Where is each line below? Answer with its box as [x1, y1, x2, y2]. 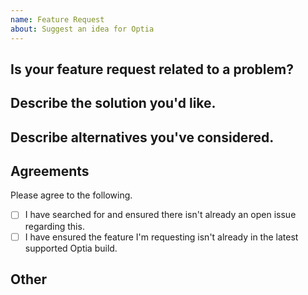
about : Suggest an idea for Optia [10, 24, 155, 34]
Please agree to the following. [10, 189, 133, 201]
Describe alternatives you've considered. [10, 129, 275, 146]
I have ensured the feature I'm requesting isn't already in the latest [24, 231, 299, 243]
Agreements [10, 163, 90, 180]
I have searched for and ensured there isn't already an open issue [24, 209, 297, 221]
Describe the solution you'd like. [10, 95, 217, 112]
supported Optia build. [24, 242, 118, 254]
